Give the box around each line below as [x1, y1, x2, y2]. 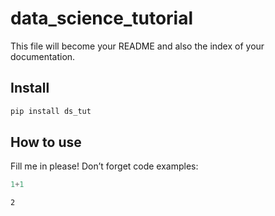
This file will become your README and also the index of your [10, 40, 265, 52]
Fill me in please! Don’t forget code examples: [10, 160, 199, 172]
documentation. [10, 50, 76, 62]
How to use [10, 134, 82, 151]
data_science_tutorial [10, 7, 194, 30]
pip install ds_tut [10, 106, 92, 116]
